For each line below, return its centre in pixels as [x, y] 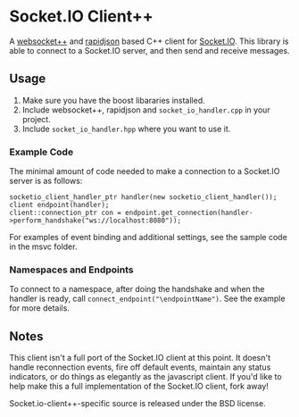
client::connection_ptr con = [66, 213]
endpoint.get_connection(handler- [189, 213]
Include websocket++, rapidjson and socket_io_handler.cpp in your [146, 110]
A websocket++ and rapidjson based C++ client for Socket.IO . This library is [149, 41]
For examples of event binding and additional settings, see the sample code [148, 238]
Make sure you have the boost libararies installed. [113, 100]
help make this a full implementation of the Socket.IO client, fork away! [139, 387]
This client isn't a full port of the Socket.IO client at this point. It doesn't [140, 358]
